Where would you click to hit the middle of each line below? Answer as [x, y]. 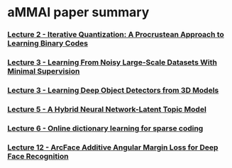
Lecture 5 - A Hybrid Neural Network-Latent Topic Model [107, 109]
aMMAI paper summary [78, 12]
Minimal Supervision [44, 72]
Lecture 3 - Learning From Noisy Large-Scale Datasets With [112, 62]
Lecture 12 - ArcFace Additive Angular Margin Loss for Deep [113, 147]
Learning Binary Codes [48, 43]
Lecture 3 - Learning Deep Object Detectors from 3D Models [113, 90]
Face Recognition [38, 156]
